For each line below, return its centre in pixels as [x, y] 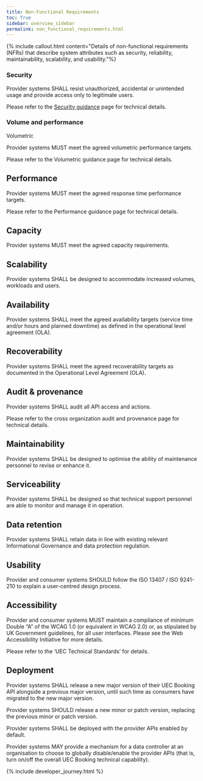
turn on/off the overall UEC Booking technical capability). [78, 759]
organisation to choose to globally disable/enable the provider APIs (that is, [101, 753]
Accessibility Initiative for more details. [55, 639]
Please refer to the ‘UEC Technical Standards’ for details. [78, 651]
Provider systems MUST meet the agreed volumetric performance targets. [100, 148]
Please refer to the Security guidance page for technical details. [86, 107]
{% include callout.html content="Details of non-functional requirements [97, 46]
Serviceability [34, 484]
